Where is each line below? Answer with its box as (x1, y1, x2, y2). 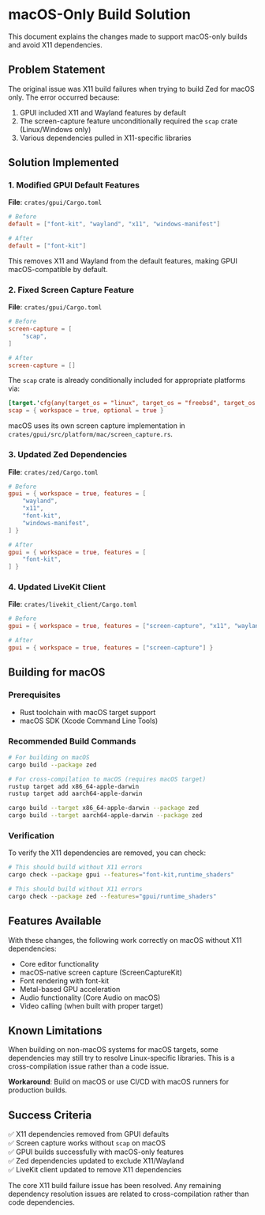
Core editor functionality (19, 959, 99, 968)
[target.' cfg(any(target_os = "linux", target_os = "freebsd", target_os (8, 399, 256, 407)
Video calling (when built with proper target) (19, 1001, 164, 1010)
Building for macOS (8, 666, 106, 679)
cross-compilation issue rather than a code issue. (8, 1062, 170, 1071)
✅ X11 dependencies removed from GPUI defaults (8, 1130, 170, 1139)
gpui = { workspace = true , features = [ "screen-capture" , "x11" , (8, 623, 231, 630)
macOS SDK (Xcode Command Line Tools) (19, 716, 159, 725)
